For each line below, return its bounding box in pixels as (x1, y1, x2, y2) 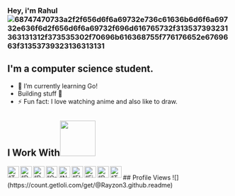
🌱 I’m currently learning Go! (17, 81, 98, 90)
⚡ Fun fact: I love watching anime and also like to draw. (17, 97, 178, 105)
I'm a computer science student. (7, 63, 154, 75)
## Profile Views (122, 173, 171, 182)
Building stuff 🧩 (17, 89, 62, 98)
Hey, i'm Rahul (7, 6, 58, 16)
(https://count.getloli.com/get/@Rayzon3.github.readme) (7, 180, 173, 189)
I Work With (7, 147, 60, 159)
